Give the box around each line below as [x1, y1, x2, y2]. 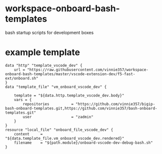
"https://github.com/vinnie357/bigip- [75, 102, 155, 106]
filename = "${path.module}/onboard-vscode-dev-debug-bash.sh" [14, 140, 153, 145]
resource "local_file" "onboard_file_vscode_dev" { [5, 127, 113, 132]
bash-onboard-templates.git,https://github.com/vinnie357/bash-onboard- [5, 106, 158, 111]
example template [5, 47, 80, 58]
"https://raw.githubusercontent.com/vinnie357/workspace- [27, 67, 149, 72]
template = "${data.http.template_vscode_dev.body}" [14, 93, 125, 98]
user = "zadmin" [23, 114, 94, 119]
